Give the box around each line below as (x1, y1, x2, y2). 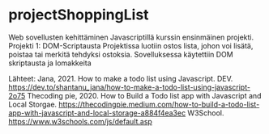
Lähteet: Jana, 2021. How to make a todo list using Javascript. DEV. (8, 73, 233, 83)
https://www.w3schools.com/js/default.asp (8, 116, 152, 126)
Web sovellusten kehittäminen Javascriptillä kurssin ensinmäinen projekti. (8, 32, 254, 42)
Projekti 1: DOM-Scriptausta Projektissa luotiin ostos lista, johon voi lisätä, (8, 40, 254, 50)
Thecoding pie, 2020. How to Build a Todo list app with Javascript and (27, 90, 262, 100)
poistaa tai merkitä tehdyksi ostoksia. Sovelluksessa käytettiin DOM (8, 49, 233, 59)
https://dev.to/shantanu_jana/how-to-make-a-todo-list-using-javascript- (8, 82, 251, 92)
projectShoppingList (8, 6, 149, 24)
